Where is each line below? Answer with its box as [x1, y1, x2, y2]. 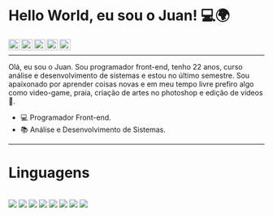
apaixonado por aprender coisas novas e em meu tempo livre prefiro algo [8, 78, 254, 89]
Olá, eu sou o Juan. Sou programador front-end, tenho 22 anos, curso [8, 61, 243, 71]
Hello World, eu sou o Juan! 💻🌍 [8, 6, 230, 25]
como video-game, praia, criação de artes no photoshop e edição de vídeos [8, 87, 263, 97]
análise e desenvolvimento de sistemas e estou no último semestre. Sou [8, 70, 250, 80]
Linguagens [8, 163, 90, 182]
